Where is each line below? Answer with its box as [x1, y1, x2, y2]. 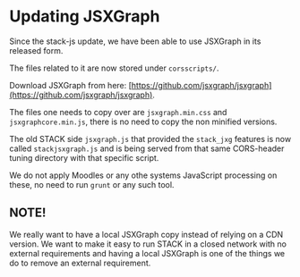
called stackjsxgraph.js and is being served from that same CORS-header [9, 143, 285, 154]
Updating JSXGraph [9, 6, 160, 27]
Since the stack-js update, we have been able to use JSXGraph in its [9, 36, 261, 46]
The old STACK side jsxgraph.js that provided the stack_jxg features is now [9, 133, 292, 144]
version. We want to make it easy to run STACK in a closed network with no [9, 239, 287, 249]
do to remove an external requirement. [9, 257, 151, 268]
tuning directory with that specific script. [9, 152, 159, 163]
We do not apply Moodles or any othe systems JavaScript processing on [9, 170, 278, 180]
